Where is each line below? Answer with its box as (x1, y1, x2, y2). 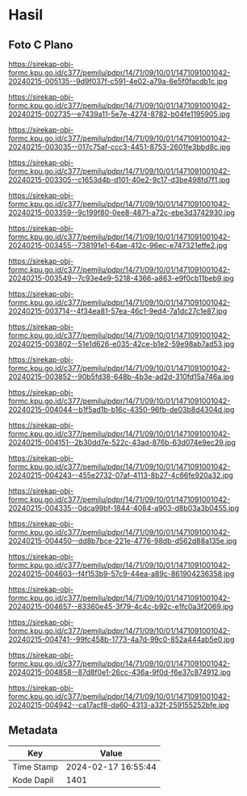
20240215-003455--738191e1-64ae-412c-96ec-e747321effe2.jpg (8, 241, 228, 250)
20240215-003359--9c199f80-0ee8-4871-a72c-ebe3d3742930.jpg (8, 208, 236, 217)
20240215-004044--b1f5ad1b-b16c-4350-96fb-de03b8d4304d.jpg (8, 405, 235, 414)
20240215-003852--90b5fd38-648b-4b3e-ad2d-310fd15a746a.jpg (8, 372, 234, 381)
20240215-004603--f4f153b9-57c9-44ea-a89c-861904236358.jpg (8, 569, 235, 579)
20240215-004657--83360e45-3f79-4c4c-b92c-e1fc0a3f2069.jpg (8, 602, 234, 611)
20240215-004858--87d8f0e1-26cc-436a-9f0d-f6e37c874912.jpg (8, 668, 232, 676)
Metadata (8, 723, 58, 737)
